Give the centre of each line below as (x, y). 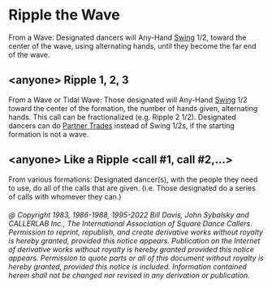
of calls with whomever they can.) (65, 196)
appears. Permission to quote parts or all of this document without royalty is (136, 258)
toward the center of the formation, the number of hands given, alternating (133, 108)
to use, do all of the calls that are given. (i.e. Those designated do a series (132, 187)
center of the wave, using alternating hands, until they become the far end (133, 45)
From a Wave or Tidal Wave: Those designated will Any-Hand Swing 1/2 (128, 100)
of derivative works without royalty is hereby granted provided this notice (131, 250)
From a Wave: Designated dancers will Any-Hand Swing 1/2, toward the (127, 37)
